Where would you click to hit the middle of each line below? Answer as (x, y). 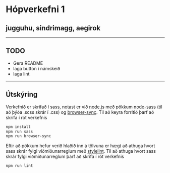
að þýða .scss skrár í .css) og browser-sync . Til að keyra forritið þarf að (80, 112)
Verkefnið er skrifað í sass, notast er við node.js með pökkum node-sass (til (84, 107)
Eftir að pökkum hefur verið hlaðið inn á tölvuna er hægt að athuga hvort (80, 146)
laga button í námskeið (37, 68)
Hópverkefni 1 (35, 9)
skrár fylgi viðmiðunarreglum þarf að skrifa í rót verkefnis (65, 157)
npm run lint (19, 166)
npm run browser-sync (29, 136)
